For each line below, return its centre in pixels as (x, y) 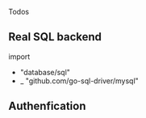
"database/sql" (45, 72)
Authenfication (47, 106)
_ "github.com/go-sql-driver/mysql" (79, 81)
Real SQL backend (55, 37)
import (19, 57)
